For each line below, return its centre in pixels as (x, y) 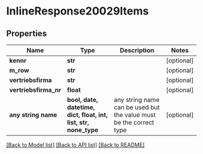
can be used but (137, 107)
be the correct (134, 122)
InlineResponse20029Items (78, 11)
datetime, (81, 107)
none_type (83, 130)
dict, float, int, (88, 115)
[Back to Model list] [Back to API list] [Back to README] (76, 145)
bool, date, (83, 100)
